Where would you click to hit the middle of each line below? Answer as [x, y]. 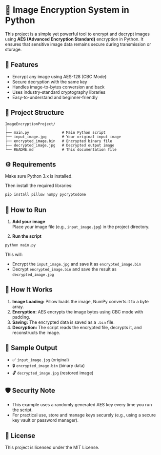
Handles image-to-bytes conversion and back [58, 87]
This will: [14, 254]
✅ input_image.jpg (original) [40, 360]
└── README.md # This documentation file [61, 149]
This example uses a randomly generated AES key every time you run [82, 405]
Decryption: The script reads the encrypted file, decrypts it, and [77, 327]
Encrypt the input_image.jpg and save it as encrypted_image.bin [77, 264]
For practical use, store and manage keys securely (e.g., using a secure [84, 415]
